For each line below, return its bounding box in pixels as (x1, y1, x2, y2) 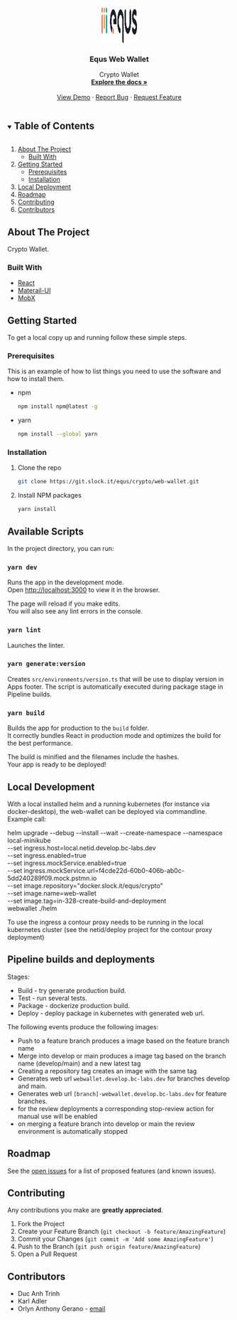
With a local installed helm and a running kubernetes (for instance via (7, 800, 210, 808)
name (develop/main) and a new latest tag (17, 1059, 141, 1068)
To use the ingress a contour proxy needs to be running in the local (7, 918, 204, 926)
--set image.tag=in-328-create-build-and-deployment (7, 896, 167, 905)
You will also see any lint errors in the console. (7, 607, 143, 616)
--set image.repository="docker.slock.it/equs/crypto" (7, 881, 163, 890)
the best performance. (7, 739, 73, 748)
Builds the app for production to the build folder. (7, 724, 150, 732)
